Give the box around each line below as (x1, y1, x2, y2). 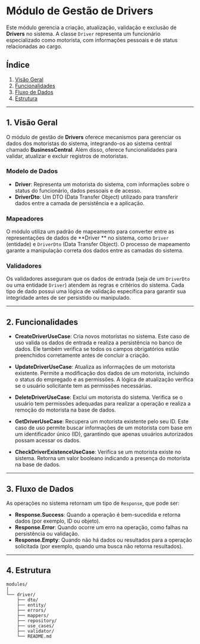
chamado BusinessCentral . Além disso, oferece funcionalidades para (6, 146, 177, 153)
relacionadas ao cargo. (6, 43, 62, 50)
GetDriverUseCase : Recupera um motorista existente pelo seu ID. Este (14, 418, 189, 425)
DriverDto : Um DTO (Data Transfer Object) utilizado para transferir (14, 193, 179, 200)
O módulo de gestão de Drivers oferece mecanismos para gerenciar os (6, 133, 182, 140)
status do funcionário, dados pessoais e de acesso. (14, 187, 142, 194)
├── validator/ (17, 628, 55, 634)
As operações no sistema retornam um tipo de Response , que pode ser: (6, 500, 180, 507)
